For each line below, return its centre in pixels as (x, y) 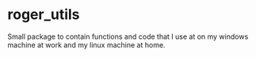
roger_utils (44, 15)
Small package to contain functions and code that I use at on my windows (128, 36)
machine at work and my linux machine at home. (86, 44)
